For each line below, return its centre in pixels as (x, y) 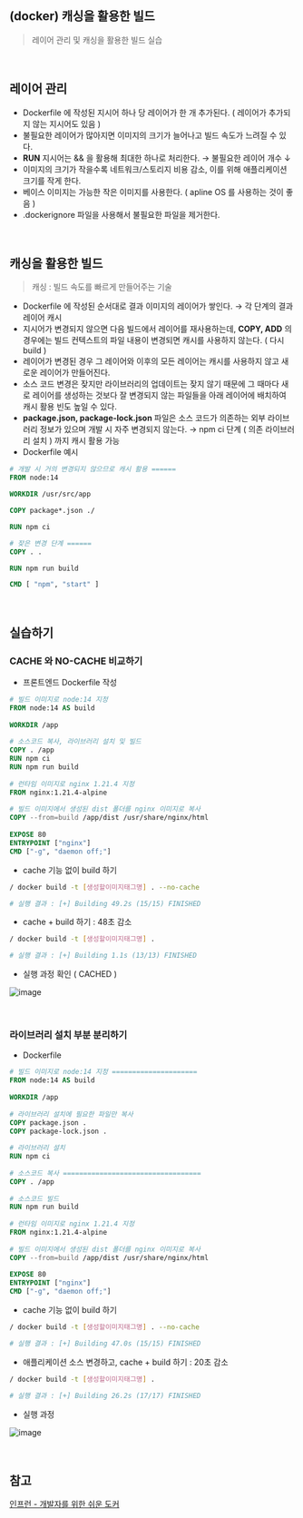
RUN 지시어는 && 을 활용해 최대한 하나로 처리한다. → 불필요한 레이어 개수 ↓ (157, 158)
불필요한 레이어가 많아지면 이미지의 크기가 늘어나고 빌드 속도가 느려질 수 (150, 135)
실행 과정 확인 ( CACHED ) (70, 974)
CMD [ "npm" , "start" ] (54, 585)
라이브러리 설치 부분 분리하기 (68, 1035)
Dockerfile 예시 (50, 452)
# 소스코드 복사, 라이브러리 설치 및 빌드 (76, 742)
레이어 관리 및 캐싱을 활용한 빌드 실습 (97, 40)
